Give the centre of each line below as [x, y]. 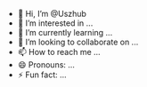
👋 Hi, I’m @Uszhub [52, 14]
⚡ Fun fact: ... [42, 75]
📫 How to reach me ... [59, 52]
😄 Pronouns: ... [46, 65]
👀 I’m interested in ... [55, 23]
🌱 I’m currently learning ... [65, 32]
